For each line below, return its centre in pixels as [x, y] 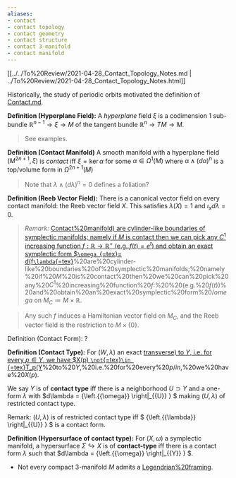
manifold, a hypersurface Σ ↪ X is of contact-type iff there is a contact [112, 446]
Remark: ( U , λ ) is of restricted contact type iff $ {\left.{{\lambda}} [101, 417]
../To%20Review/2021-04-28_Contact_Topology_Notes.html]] [97, 80]
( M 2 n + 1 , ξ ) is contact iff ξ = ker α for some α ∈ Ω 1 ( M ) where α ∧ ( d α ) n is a [116, 160]
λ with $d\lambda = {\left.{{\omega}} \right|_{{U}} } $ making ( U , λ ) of [124, 395]
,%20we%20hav [205, 367]
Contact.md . [25, 102]
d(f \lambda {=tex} [49, 261]
